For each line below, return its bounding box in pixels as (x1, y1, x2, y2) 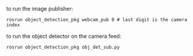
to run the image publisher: (6, 5, 74, 12)
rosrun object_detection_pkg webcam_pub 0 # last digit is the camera (6, 17, 188, 23)
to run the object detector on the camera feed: (6, 33, 122, 40)
